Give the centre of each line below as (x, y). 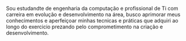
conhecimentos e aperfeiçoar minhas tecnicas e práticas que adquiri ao (92, 20)
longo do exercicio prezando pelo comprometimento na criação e (85, 27)
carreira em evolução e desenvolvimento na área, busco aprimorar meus (93, 14)
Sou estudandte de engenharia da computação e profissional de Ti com (92, 8)
